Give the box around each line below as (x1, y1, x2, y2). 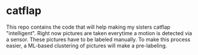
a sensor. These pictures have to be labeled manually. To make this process (6, 36, 191, 43)
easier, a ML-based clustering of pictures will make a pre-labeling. (6, 42, 167, 49)
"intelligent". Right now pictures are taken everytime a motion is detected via (6, 29, 192, 36)
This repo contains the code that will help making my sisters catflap (6, 23, 170, 30)
